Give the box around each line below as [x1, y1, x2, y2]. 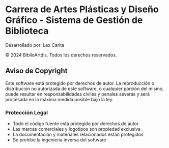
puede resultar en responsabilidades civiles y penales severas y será [5, 91, 150, 97]
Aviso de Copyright [5, 67, 68, 75]
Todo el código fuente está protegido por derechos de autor [12, 121, 139, 127]
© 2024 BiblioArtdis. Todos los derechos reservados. [5, 52, 117, 58]
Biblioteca [5, 25, 49, 37]
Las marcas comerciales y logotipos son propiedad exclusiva [12, 126, 141, 132]
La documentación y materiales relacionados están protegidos [12, 131, 144, 138]
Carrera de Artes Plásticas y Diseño [5, 4, 159, 15]
